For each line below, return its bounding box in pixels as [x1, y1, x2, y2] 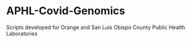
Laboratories [6, 30, 38, 37]
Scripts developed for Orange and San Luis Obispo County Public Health [6, 24, 186, 31]
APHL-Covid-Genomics [6, 4, 126, 18]
